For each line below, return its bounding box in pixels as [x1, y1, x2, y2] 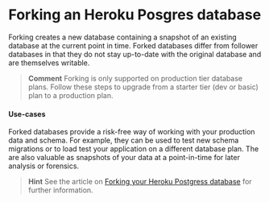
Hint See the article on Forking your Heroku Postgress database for [27, 177, 252, 187]
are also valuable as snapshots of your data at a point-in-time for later [8, 153, 240, 163]
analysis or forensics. [8, 161, 79, 171]
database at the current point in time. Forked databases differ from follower [8, 40, 259, 50]
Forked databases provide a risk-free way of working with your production [8, 127, 255, 137]
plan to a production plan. [27, 90, 114, 100]
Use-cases [8, 109, 46, 118]
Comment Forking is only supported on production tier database [27, 73, 243, 83]
